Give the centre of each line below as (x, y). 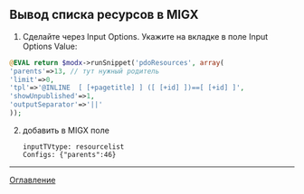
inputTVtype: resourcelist (73, 147)
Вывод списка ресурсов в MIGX (104, 15)
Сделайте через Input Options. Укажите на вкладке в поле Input (145, 36)
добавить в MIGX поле (66, 130)
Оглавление (33, 180)
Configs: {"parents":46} (69, 154)
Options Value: (50, 46)
